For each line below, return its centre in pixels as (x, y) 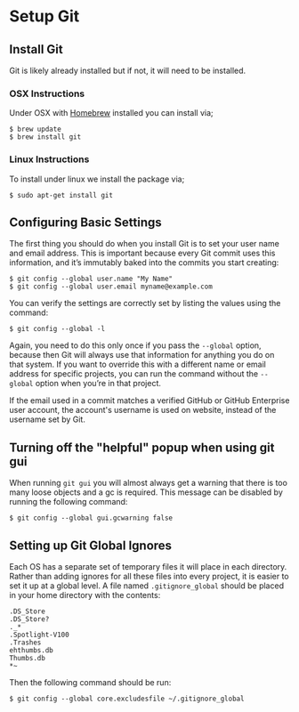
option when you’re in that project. (98, 384)
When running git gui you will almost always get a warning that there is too (148, 483)
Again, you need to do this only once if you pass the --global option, (135, 345)
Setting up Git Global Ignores (90, 545)
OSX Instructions (47, 93)
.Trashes (25, 643)
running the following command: (69, 502)
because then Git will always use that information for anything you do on (142, 355)
